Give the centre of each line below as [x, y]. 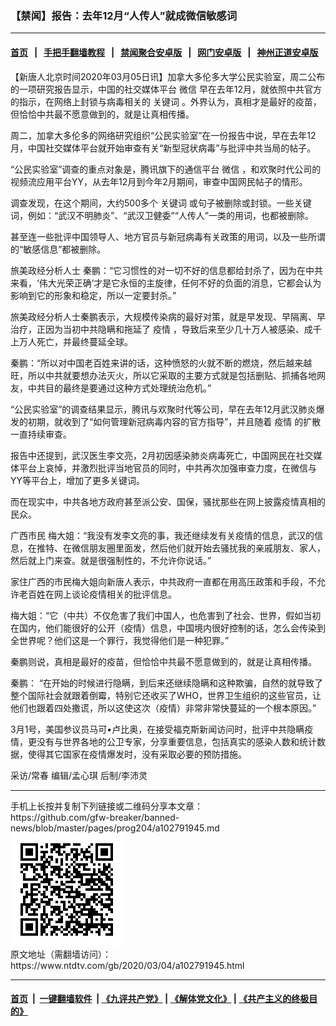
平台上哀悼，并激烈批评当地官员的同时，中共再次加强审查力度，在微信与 [167, 468]
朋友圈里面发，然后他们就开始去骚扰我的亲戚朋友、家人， [207, 548]
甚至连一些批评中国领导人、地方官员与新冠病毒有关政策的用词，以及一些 [159, 236]
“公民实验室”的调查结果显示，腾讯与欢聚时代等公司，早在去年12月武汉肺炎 [163, 409]
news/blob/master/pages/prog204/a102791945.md [115, 828]
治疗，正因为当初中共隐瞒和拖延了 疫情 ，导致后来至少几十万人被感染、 [157, 329]
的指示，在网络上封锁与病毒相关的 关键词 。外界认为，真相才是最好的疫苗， [166, 101]
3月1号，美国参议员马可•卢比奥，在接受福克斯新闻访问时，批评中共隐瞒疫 [162, 729]
